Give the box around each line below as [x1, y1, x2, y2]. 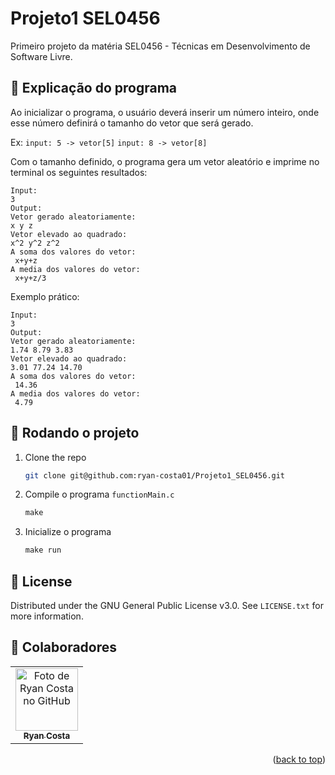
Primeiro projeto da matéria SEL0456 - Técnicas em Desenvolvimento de [10, 40, 311, 52]
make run [24, 545, 62, 556]
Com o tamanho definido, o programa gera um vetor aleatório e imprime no [10, 155, 320, 167]
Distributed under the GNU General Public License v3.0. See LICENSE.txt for [10, 600, 324, 611]
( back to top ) [272, 753, 326, 765]
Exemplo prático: [10, 290, 80, 302]
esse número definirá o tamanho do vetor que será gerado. [10, 117, 254, 129]
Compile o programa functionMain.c [24, 488, 175, 501]
